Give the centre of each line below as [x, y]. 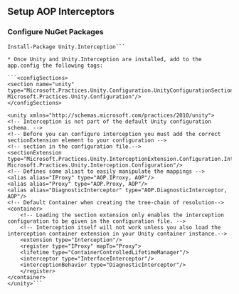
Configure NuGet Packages [56, 32]
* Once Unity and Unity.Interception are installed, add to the [105, 59]
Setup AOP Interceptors [61, 12]
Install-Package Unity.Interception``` [67, 47]
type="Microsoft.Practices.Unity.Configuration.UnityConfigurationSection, [122, 90]
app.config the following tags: [55, 65]
